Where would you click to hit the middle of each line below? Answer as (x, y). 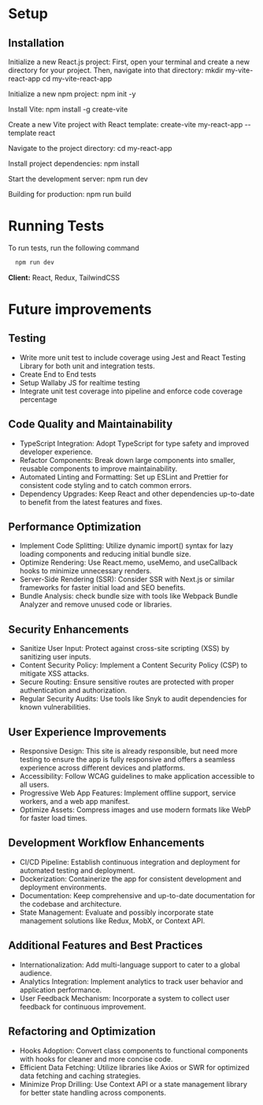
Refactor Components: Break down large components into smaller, (127, 460)
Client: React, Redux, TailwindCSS (64, 277)
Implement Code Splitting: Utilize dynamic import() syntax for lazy (126, 546)
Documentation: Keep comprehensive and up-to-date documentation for (137, 895)
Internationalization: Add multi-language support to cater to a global (130, 964)
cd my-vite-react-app (77, 79)
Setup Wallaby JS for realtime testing (80, 382)
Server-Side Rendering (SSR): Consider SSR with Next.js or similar (127, 579)
